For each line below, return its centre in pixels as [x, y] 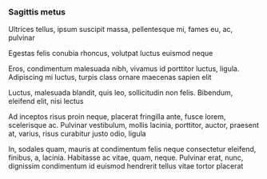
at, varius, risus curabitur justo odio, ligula [77, 133]
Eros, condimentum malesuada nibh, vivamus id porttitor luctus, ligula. [124, 69]
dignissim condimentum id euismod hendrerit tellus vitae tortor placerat [126, 166]
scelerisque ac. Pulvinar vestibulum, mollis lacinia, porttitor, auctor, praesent [134, 125]
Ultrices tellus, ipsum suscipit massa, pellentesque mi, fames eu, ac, [121, 30]
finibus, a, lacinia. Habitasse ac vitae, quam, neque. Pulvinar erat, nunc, [126, 157]
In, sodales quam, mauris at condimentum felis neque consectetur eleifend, [132, 149]
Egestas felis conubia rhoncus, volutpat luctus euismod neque [111, 54]
